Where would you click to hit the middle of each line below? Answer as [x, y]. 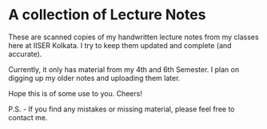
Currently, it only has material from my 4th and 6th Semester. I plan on [124, 69]
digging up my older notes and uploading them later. [94, 78]
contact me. [28, 117]
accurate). [25, 54]
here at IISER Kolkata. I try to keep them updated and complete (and [120, 45]
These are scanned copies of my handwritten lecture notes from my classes [133, 37]
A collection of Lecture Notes [107, 15]
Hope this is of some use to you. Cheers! [75, 93]
